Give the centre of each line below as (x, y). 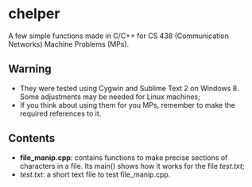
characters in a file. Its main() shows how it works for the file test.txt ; (132, 166)
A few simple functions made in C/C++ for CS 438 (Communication (118, 36)
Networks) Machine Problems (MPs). (69, 44)
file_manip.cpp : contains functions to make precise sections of (124, 157)
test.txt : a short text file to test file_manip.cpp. (95, 174)
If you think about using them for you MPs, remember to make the (128, 105)
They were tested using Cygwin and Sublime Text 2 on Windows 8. (129, 88)
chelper (34, 14)
